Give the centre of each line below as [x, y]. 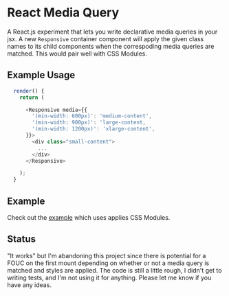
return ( [32, 98]
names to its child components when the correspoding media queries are [111, 46]
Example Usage [41, 75]
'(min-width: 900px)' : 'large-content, [89, 123]
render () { [29, 91]
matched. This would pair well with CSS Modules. [77, 54]
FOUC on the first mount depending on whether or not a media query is [108, 263]
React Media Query [63, 13]
